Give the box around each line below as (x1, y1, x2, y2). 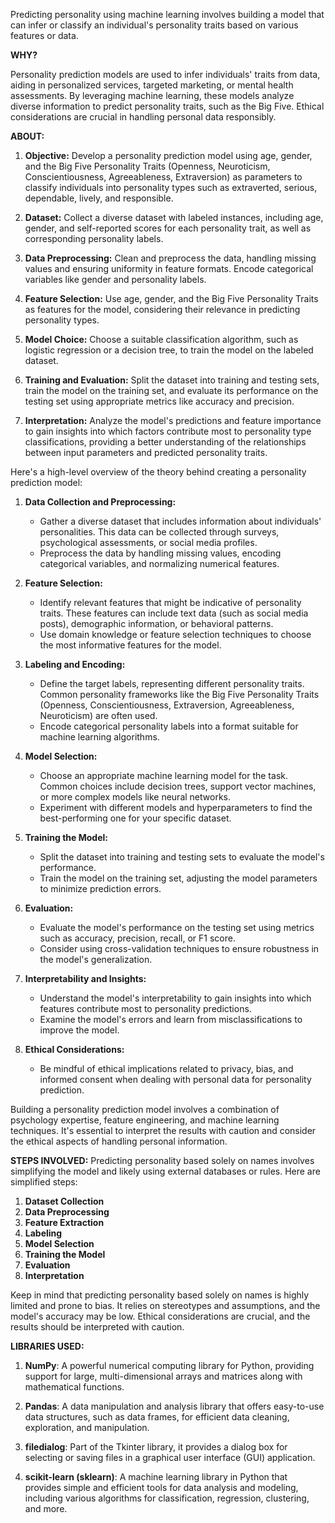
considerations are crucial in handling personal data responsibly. (10, 111, 277, 123)
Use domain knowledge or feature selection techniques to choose (39, 629, 312, 640)
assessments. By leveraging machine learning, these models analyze (10, 90, 295, 101)
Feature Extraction (24, 1217, 105, 1228)
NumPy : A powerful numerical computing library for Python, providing (24, 1360, 315, 1371)
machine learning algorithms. (39, 731, 160, 743)
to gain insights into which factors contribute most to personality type (24, 425, 312, 437)
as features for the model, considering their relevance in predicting (24, 304, 301, 315)
